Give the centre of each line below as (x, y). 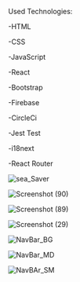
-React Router (31, 163)
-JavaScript (27, 57)
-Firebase (24, 103)
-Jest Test (24, 133)
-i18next (21, 148)
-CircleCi (23, 118)
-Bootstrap (25, 87)
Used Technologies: (40, 11)
